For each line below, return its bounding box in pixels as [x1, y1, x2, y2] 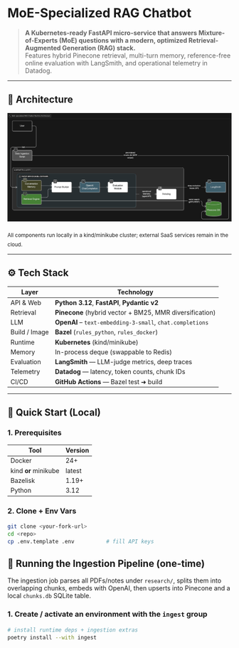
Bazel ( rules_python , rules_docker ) [55, 328, 159, 336]
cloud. [7, 240, 23, 248]
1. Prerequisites [7, 428, 62, 438]
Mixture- [198, 28, 225, 37]
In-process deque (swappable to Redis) [55, 347, 172, 356]
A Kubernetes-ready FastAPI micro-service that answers [24, 28, 198, 37]
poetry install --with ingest [7, 634, 97, 641]
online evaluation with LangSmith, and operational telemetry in [24, 58, 208, 67]
